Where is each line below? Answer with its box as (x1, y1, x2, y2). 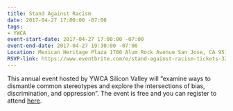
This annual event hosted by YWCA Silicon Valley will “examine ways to (7, 74, 212, 83)
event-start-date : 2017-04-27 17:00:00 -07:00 (7, 36, 144, 43)
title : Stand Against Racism (7, 10, 92, 17)
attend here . (7, 96, 42, 105)
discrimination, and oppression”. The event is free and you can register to (7, 89, 217, 97)
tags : (7, 23, 23, 30)
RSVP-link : (7, 55, 39, 62)
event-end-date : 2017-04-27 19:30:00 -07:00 (7, 42, 138, 49)
